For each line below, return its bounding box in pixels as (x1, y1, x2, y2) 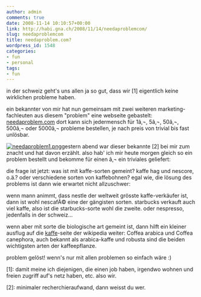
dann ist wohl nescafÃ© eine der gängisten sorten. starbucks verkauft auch (6, 198, 196, 206)
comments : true (6, 15, 45, 21)
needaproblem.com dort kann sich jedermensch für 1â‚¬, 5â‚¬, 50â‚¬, (6, 119, 179, 126)
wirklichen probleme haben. (6, 94, 76, 101)
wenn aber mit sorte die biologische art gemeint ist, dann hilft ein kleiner (6, 223, 186, 230)
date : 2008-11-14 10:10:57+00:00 (6, 20, 91, 26)
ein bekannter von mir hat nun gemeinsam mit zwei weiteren (6, 105, 157, 113)
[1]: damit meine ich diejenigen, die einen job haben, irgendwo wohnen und (6, 266, 194, 273)
